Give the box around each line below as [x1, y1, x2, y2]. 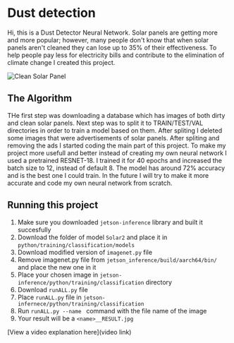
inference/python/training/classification [17, 279, 144, 287]
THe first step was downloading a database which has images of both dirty [7, 111, 226, 119]
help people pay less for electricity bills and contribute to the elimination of [7, 51, 225, 59]
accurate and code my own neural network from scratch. [7, 179, 173, 187]
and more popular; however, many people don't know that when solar [7, 35, 209, 44]
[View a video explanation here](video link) [7, 327, 132, 336]
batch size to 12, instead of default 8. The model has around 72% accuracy [7, 164, 226, 172]
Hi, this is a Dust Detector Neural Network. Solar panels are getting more [7, 28, 218, 37]
